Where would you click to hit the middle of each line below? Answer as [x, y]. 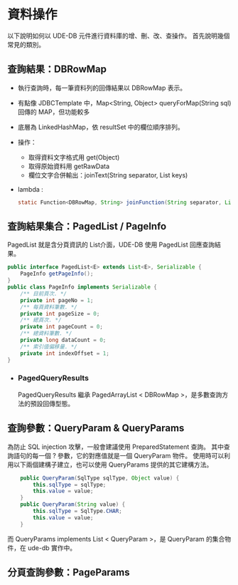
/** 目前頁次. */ [44, 294]
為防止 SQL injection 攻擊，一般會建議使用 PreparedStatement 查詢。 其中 [115, 447]
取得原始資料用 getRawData [69, 166]
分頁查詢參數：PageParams [69, 573]
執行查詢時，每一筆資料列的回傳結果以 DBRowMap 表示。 [102, 88]
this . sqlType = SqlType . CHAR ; [77, 511]
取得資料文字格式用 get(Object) [74, 157]
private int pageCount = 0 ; [61, 327]
